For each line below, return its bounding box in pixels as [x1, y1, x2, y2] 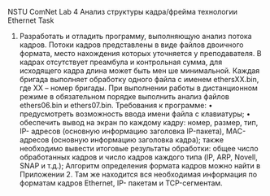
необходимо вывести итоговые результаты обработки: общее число [19, 144, 259, 153]
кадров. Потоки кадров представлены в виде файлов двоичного [19, 40, 245, 50]
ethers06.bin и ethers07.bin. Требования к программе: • [19, 101, 213, 110]
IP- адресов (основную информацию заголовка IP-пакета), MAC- [19, 126, 246, 136]
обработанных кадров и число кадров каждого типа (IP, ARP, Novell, [19, 152, 258, 162]
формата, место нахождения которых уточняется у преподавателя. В [19, 49, 262, 58]
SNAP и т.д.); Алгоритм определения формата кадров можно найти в [19, 161, 261, 170]
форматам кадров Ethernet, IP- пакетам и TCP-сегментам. [19, 178, 223, 188]
